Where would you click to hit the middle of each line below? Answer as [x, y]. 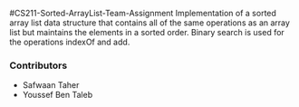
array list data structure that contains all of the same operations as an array [149, 23]
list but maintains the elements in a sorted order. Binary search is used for [147, 32]
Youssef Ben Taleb [58, 95]
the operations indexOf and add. [70, 42]
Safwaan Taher [51, 85]
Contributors [39, 65]
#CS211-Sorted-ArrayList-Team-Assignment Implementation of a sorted [143, 13]
